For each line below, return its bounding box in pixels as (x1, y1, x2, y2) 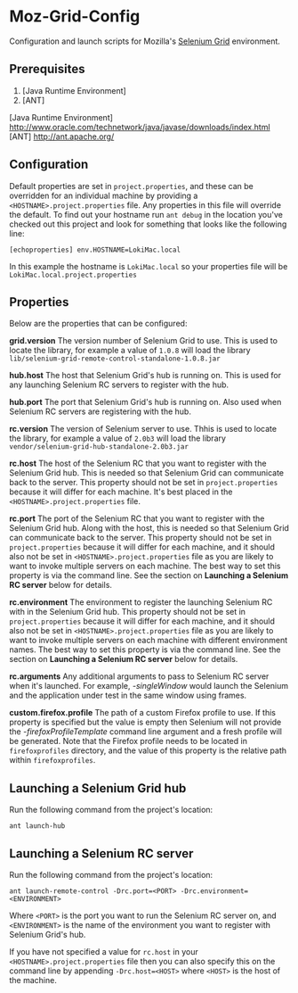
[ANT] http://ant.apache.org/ (9, 131, 115, 142)
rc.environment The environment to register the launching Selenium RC (9, 597, 273, 608)
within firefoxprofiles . (9, 755, 96, 765)
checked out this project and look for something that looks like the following (9, 219, 287, 229)
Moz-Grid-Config (9, 6, 141, 27)
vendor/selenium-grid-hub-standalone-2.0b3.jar (9, 443, 189, 451)
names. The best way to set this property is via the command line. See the (9, 644, 281, 655)
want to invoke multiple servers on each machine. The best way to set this (9, 560, 281, 572)
